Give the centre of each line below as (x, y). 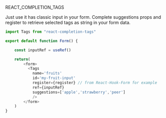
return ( (22, 59)
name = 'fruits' (47, 73)
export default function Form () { (42, 41)
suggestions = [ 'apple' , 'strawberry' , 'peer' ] (79, 92)
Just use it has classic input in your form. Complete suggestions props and (83, 17)
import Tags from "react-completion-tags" (51, 32)
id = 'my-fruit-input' (54, 78)
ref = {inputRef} (48, 87)
